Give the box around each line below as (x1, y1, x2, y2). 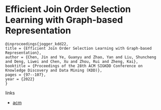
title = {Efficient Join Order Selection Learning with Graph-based (5, 46, 152, 51)
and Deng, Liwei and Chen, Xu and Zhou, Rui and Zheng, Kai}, (5, 59, 138, 64)
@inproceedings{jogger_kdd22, (5, 41, 69, 46)
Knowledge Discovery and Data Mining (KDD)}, (5, 68, 102, 73)
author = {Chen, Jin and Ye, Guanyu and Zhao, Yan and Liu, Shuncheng (5, 54, 156, 60)
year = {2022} (5, 76, 35, 81)
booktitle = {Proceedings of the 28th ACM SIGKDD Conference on (5, 63, 143, 68)
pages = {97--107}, (5, 72, 46, 77)
